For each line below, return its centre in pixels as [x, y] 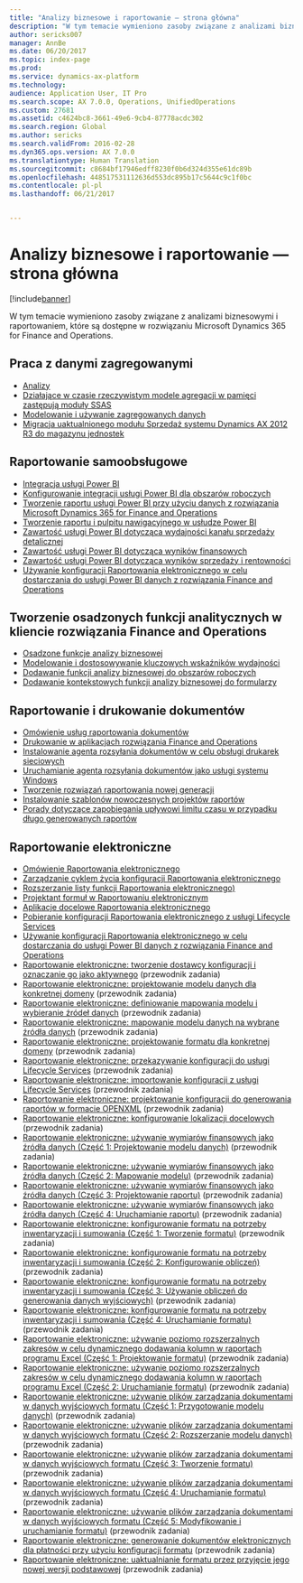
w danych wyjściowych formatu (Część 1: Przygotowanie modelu [143, 1406]
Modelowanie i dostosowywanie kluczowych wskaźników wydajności [151, 663]
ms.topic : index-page [50, 60]
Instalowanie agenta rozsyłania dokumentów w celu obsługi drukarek [151, 751]
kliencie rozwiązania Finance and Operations [138, 632]
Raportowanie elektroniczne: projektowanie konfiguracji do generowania [157, 1099]
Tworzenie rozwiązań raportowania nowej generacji [118, 790]
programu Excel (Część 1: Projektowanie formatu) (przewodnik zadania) [156, 1358]
